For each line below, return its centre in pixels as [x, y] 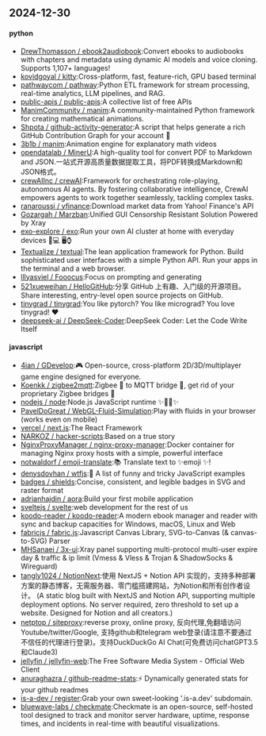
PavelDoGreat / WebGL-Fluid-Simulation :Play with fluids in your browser [138, 410]
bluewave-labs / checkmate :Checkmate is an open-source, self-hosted [137, 707]
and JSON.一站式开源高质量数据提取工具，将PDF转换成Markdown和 [131, 161]
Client [30, 669]
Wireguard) [39, 566]
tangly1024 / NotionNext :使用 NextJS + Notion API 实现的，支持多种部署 [138, 576]
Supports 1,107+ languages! [65, 67]
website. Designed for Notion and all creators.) [97, 613]
